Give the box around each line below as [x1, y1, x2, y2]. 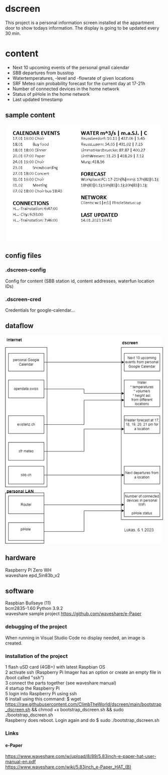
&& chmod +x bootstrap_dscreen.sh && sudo [31, 707, 124, 713]
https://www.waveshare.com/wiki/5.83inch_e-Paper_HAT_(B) [5, 764, 131, 770]
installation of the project [5, 653, 68, 660]
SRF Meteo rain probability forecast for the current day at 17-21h [12, 80, 145, 86]
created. [5, 640, 23, 646]
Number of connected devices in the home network [12, 86, 119, 92]
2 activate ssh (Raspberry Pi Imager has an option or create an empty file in [5, 669, 161, 675]
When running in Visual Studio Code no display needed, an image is [5, 635, 145, 641]
